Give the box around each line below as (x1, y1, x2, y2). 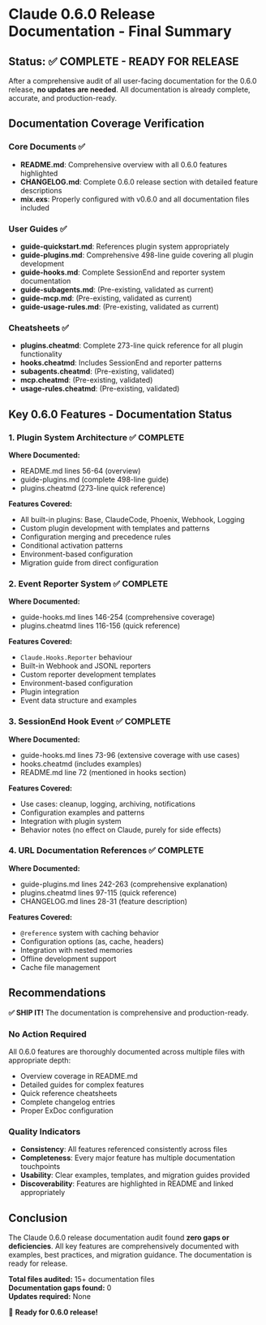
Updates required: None (8, 1292, 92, 1301)
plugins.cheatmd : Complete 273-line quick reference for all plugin (19, 340, 243, 350)
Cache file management (19, 962, 101, 972)
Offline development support (19, 954, 117, 963)
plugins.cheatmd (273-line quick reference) (19, 483, 166, 492)
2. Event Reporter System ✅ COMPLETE (8, 578, 169, 589)
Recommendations (8, 986, 106, 1000)
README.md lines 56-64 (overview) (19, 465, 141, 475)
